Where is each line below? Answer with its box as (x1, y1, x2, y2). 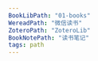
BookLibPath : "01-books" (8, 11, 91, 20)
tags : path (8, 41, 45, 49)
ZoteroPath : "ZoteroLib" (8, 26, 91, 34)
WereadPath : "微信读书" (8, 19, 82, 27)
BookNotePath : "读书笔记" (8, 33, 90, 42)
